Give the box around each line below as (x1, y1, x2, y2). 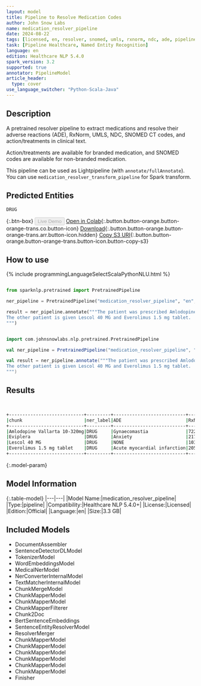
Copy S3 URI (99, 231, 130, 238)
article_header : (6, 75, 47, 81)
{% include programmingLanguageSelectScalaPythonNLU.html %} (6, 270, 170, 278)
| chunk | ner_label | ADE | (6, 417, 188, 423)
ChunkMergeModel (14, 585, 63, 592)
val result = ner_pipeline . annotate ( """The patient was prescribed (6, 358, 178, 364)
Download (80, 225, 106, 232)
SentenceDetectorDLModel (14, 547, 83, 554)
